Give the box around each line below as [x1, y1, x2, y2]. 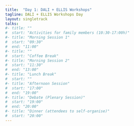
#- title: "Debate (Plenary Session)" [5, 95, 85, 100]
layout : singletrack [5, 16, 48, 21]
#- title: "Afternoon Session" [5, 81, 70, 86]
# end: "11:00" [5, 44, 39, 49]
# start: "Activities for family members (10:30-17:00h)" [5, 30, 130, 35]
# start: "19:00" [5, 100, 43, 105]
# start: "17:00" [5, 85, 43, 91]
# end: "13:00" [5, 67, 39, 72]
